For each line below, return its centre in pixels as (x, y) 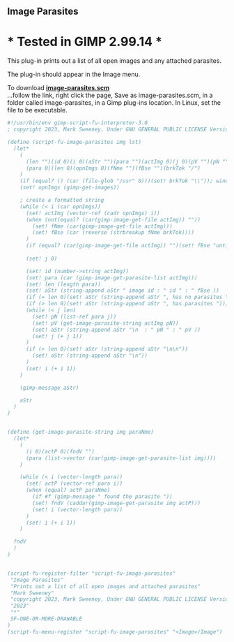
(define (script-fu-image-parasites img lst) (74, 143)
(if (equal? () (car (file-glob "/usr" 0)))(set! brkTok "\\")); (117, 181)
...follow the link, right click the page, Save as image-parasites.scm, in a (110, 95)
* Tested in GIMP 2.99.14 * (85, 42)
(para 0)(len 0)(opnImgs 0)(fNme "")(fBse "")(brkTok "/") (113, 168)
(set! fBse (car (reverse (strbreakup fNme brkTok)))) (114, 233)
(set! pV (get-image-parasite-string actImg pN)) (106, 323)
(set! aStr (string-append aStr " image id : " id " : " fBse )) (122, 291)
